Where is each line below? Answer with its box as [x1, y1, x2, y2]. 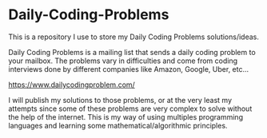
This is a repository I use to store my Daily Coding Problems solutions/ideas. [8, 32, 260, 41]
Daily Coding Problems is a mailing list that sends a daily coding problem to [8, 47, 256, 57]
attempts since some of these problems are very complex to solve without [8, 104, 253, 113]
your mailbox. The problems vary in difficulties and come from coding [8, 56, 238, 65]
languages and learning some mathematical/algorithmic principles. [8, 120, 228, 130]
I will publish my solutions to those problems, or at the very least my [8, 95, 233, 104]
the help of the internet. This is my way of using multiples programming [8, 112, 244, 121]
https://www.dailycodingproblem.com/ [8, 80, 136, 89]
